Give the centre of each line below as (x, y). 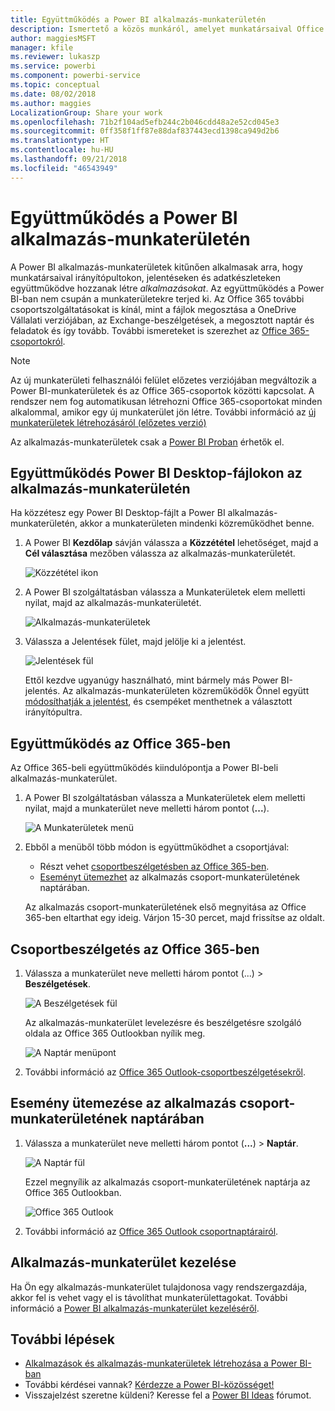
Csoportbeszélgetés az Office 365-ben (135, 949)
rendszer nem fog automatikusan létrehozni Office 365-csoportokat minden (166, 401)
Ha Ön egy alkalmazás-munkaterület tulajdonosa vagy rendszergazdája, (159, 1287)
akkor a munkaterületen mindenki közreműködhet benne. (197, 523)
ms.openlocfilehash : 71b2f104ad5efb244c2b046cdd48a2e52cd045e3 (145, 122)
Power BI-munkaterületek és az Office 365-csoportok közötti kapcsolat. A (162, 390)
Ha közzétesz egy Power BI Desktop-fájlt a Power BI (118, 513)
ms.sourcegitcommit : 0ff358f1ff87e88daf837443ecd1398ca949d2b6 (145, 131)
